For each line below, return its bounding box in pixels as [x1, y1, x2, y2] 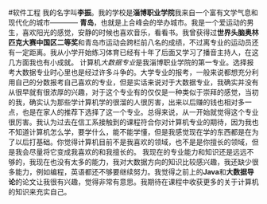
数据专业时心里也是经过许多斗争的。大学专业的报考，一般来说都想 [21, 68, 238, 76]
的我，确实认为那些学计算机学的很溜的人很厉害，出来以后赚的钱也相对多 [8, 97, 245, 107]
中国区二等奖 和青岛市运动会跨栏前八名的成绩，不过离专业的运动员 [35, 37, 252, 47]
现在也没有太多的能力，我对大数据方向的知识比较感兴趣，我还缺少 [35, 157, 252, 167]
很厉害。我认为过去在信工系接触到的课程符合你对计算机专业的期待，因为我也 [8, 117, 259, 127]
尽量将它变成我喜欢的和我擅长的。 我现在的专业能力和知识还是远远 [29, 147, 247, 156]
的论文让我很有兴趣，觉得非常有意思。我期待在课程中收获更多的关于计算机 [15, 177, 259, 186]
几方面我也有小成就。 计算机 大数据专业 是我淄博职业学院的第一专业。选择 [8, 57, 247, 67]
